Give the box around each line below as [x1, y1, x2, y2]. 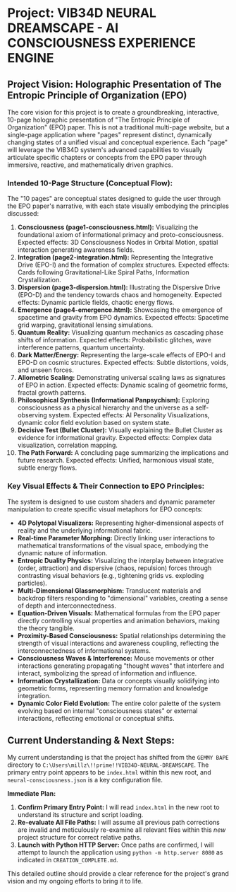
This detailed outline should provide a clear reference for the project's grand [7, 869, 229, 878]
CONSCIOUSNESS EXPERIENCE [7, 35, 196, 51]
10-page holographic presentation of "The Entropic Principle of [7, 115, 190, 124]
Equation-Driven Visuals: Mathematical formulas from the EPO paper [17, 608, 221, 617]
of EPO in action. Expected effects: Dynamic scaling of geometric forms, [17, 381, 228, 390]
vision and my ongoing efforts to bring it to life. [7, 877, 143, 886]
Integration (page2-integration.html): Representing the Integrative [17, 253, 213, 262]
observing [17, 411, 47, 419]
